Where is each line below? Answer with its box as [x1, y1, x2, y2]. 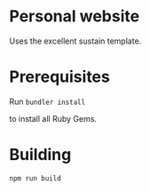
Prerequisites [9, 67, 111, 87]
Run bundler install [9, 96, 86, 107]
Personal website [9, 6, 140, 27]
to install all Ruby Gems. [9, 113, 98, 124]
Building [9, 145, 72, 165]
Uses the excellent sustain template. [9, 36, 142, 46]
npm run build [9, 173, 62, 183]
